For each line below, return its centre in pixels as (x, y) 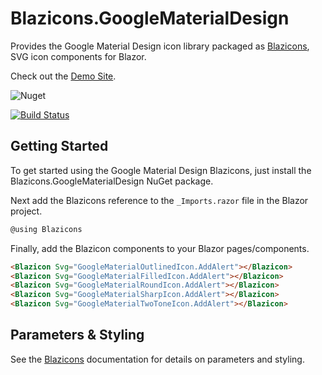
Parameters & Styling (77, 335)
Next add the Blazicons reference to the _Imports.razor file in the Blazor (159, 200)
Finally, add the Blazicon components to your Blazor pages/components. (160, 248)
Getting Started (59, 146)
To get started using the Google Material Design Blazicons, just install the (161, 170)
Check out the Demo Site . (63, 76)
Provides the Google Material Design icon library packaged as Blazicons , (160, 46)
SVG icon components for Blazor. (78, 56)
